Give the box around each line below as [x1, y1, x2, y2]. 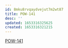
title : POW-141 [5, 12, 36, 16]
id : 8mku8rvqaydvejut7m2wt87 [5, 7, 64, 12]
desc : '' [5, 16, 23, 21]
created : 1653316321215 [5, 25, 53, 30]
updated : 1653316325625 [5, 20, 53, 25]
